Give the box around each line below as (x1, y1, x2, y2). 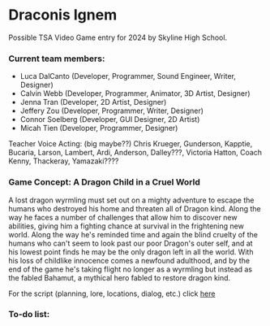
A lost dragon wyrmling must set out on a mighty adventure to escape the (8, 195, 255, 205)
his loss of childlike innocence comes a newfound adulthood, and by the (8, 255, 250, 265)
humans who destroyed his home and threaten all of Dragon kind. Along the (8, 203, 261, 213)
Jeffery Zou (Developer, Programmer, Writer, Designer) (19, 106, 204, 115)
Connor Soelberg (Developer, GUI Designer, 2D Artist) (19, 115, 200, 124)
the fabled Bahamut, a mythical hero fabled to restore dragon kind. (8, 272, 231, 282)
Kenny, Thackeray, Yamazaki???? (8, 156, 119, 166)
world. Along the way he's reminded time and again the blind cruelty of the (8, 229, 258, 239)
